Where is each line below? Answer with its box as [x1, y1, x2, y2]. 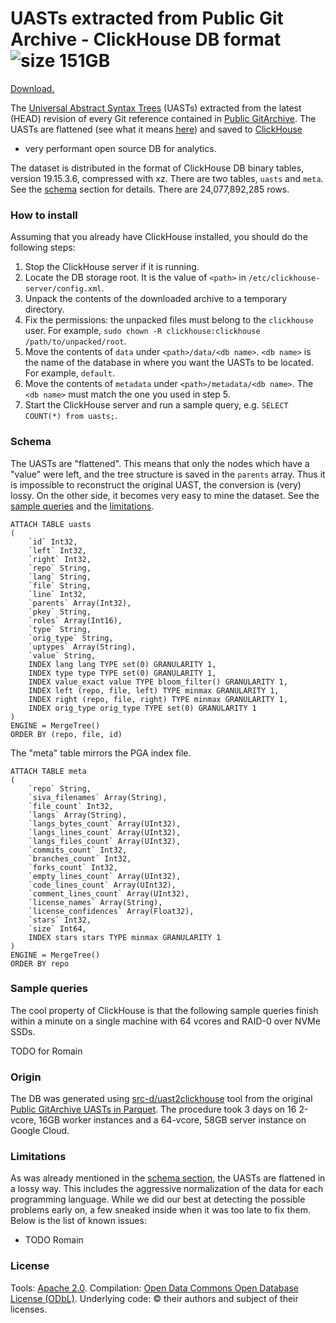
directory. [24, 303, 65, 316]
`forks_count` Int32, [28, 862, 118, 872]
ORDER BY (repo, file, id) [10, 729, 123, 739]
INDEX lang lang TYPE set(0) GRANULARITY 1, [28, 659, 217, 669]
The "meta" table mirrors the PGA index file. [10, 747, 192, 759]
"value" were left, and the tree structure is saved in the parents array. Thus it [10, 468, 326, 480]
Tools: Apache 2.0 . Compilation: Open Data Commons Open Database [10, 1282, 299, 1294]
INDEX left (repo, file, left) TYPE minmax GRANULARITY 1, [28, 685, 280, 696]
